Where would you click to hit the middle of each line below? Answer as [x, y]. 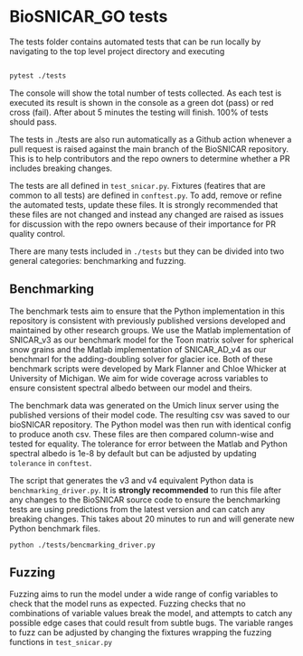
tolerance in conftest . [51, 463]
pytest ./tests [38, 75]
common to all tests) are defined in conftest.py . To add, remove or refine [146, 195]
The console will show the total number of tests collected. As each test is [146, 93]
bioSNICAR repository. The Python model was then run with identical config [151, 424]
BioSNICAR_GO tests [89, 17]
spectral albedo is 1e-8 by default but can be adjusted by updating [133, 453]
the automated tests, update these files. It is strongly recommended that [144, 204]
